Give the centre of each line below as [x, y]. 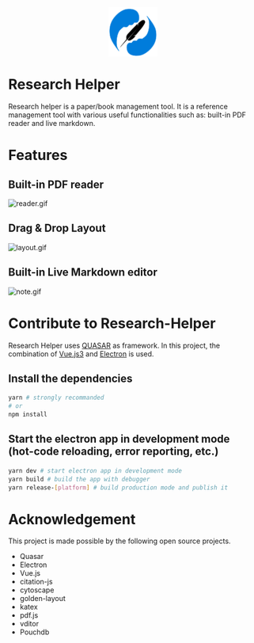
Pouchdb [34, 632]
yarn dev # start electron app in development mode [95, 470]
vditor [29, 624]
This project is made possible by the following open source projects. [119, 541]
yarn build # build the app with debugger [79, 479]
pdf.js [29, 615]
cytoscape [37, 590]
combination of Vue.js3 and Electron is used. [81, 354]
